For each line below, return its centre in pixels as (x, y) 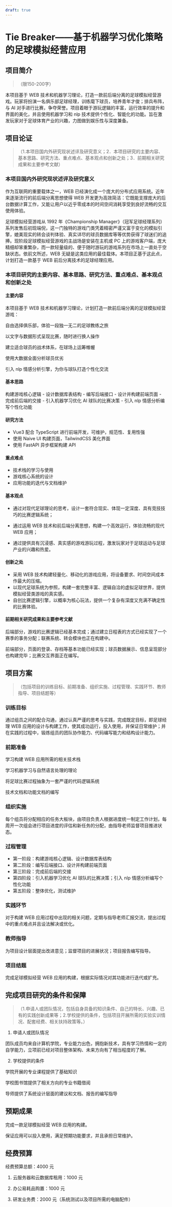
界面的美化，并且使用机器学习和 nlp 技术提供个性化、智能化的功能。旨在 (82, 114)
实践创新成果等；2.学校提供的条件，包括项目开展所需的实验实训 (94, 1015)
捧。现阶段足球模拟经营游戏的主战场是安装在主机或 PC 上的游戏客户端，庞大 (86, 241)
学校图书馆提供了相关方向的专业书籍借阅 (48, 1083)
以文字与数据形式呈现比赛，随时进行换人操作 (52, 336)
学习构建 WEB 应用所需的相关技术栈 (43, 760)
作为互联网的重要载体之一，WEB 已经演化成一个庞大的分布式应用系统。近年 (85, 191)
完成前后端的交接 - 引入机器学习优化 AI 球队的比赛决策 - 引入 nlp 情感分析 (83, 401)
